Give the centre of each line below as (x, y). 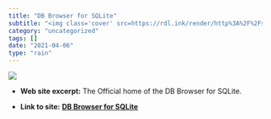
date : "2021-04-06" (41, 46)
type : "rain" (30, 53)
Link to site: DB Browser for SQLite (79, 107)
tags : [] (23, 38)
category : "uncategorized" (54, 31)
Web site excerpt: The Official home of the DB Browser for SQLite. (131, 91)
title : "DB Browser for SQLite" (63, 16)
